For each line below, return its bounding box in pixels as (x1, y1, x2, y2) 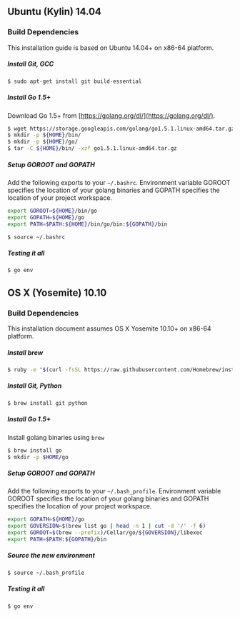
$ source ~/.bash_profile (7, 569, 84, 576)
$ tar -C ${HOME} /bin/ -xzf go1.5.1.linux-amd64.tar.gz (7, 145, 177, 152)
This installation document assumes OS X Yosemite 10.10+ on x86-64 (7, 324, 212, 333)
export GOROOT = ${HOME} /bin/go (7, 207, 98, 214)
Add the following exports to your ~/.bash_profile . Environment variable (7, 487, 221, 496)
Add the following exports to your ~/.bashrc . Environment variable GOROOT (7, 178, 231, 186)
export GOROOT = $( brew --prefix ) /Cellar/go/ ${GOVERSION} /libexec (7, 529, 203, 536)
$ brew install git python (7, 399, 88, 406)
